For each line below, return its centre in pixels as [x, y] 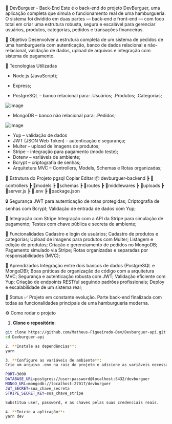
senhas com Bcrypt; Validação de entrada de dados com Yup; [71, 208]
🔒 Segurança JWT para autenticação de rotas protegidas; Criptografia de [82, 201]
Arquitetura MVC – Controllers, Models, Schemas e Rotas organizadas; [87, 168]
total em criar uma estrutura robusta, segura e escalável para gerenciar [80, 24]
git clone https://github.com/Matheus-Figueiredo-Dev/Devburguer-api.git [86, 332]
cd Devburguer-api [25, 337]
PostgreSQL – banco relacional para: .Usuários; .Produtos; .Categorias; [87, 96]
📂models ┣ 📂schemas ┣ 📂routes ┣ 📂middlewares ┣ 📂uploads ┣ [99, 185]
